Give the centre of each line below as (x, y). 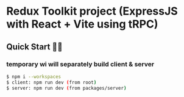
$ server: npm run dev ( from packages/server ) (66, 88)
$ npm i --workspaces (34, 77)
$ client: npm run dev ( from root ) (51, 82)
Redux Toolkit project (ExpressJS (92, 11)
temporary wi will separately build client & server (80, 64)
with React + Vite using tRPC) (82, 24)
